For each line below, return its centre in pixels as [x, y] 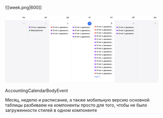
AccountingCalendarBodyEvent [36, 90]
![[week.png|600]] [24, 7]
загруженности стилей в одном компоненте [51, 110]
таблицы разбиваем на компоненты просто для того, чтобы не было [76, 105]
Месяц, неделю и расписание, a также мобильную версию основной [77, 100]
